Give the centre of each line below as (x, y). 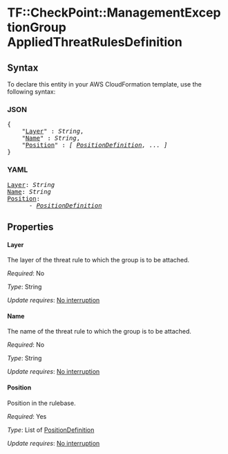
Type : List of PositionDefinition (51, 430)
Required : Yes (27, 416)
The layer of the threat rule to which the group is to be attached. (98, 260)
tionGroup (37, 27)
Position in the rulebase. (41, 403)
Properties (30, 227)
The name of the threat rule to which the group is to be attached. (99, 332)
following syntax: (31, 92)
